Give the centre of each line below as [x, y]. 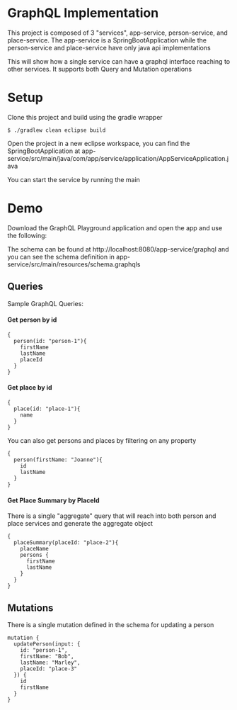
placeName [35, 549]
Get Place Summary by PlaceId [54, 500]
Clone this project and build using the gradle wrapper [85, 117]
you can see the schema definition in [61, 257]
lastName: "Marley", [50, 663]
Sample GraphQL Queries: [45, 303]
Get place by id [30, 388]
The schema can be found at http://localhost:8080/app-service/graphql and [118, 249]
